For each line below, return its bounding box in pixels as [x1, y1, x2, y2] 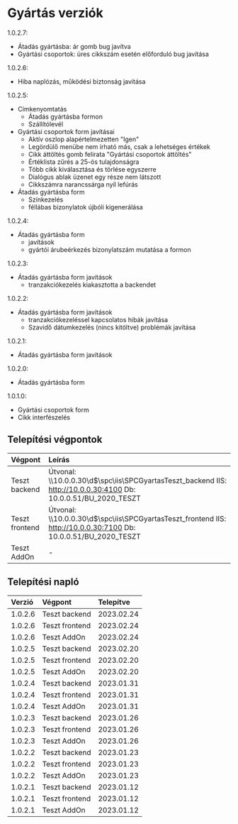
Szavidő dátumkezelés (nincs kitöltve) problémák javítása [28, 323, 196, 331]
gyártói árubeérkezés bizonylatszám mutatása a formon [28, 245, 191, 253]
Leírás [48, 454, 70, 464]
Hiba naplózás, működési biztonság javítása [17, 77, 146, 86]
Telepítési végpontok [7, 434, 103, 446]
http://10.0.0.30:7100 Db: [48, 522, 136, 532]
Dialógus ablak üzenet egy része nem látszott [28, 172, 161, 181]
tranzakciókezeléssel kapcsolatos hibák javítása [28, 315, 169, 324]
